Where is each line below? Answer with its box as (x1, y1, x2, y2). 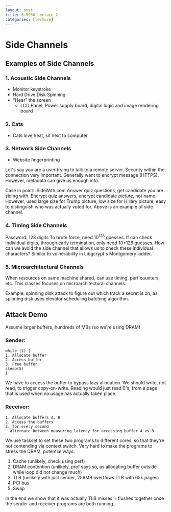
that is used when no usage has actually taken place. (5, 390, 117, 397)
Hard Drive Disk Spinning (12, 91, 66, 98)
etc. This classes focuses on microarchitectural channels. (5, 281, 127, 287)
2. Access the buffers (5, 420, 54, 425)
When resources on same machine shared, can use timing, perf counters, (5, 275, 160, 281)
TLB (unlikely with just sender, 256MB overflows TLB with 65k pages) (12, 474, 159, 480)
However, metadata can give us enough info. (5, 177, 100, 183)
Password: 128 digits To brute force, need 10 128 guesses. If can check (5, 234, 152, 240)
